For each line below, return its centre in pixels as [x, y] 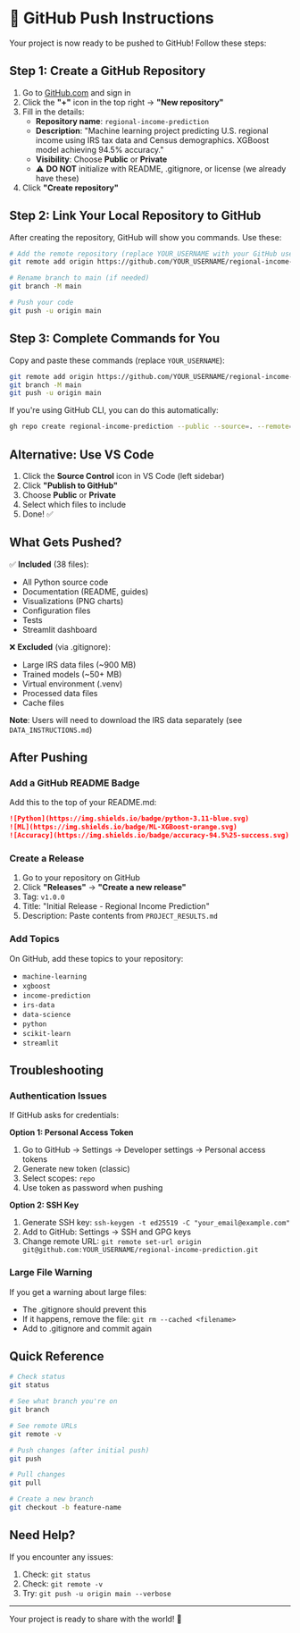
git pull [25, 1483]
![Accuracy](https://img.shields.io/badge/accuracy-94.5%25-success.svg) [150, 836]
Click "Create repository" [70, 188]
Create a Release [47, 858]
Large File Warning [51, 1273]
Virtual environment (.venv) [72, 684]
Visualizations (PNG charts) [73, 601]
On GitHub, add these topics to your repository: [96, 958]
